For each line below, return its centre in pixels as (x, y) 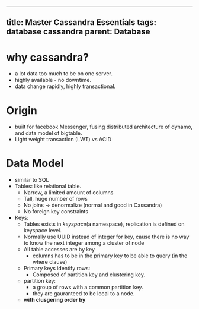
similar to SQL (32, 180)
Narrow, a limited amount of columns (68, 193)
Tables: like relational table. (48, 186)
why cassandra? (47, 57)
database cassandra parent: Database (78, 32)
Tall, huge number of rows (55, 199)
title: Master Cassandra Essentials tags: (81, 22)
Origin (22, 110)
